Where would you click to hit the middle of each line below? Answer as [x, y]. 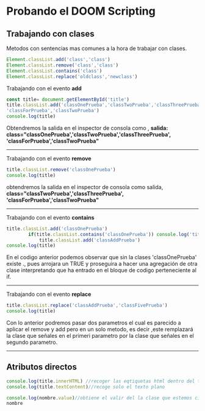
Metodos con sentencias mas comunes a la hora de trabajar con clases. [97, 48]
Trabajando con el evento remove [49, 159]
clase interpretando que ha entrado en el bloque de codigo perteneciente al [102, 270]
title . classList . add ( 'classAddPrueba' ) [89, 240]
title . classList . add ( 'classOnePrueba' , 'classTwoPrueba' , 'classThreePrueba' [105, 105]
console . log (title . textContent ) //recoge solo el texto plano [86, 387]
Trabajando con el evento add [44, 88]
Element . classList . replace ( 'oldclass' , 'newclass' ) [72, 77]
